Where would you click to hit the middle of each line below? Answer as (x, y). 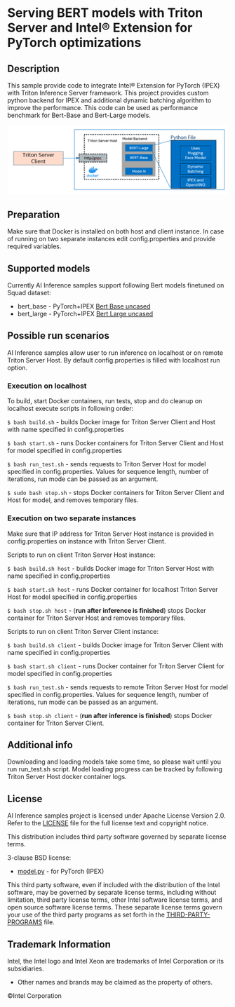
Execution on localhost (47, 386)
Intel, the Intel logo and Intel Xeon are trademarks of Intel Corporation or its (116, 961)
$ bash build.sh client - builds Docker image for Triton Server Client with (115, 645)
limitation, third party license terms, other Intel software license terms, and (115, 900)
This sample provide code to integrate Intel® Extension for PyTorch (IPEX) (114, 85)
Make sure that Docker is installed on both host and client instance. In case (116, 231)
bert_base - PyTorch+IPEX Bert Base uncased (84, 306)
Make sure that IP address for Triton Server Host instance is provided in (110, 534)
